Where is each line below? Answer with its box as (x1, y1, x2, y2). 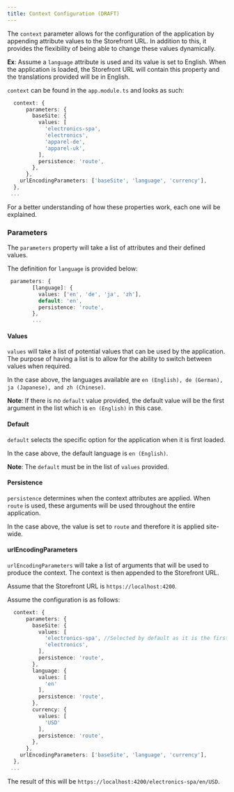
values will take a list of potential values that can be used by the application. (7, 347, 226, 356)
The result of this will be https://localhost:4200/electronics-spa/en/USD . (7, 777, 220, 785)
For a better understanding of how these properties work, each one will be (7, 203, 221, 211)
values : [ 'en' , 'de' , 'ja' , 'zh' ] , (38, 291, 141, 298)
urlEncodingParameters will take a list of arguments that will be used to (7, 561, 209, 569)
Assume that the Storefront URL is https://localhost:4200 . (7, 581, 178, 590)
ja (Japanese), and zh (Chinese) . (7, 383, 106, 391)
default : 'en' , (38, 297, 82, 304)
